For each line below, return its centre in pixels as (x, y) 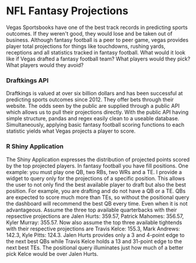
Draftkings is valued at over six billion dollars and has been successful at (94, 94)
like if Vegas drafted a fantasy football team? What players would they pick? (98, 59)
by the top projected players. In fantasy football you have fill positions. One (97, 166)
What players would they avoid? (45, 65)
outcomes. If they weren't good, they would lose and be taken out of (89, 33)
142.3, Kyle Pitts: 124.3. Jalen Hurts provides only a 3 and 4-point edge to (95, 235)
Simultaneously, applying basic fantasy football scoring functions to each (95, 125)
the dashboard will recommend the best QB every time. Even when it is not (97, 203)
